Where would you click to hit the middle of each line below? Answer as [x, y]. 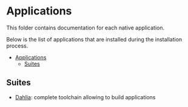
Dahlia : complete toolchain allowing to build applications [85, 97]
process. [17, 46]
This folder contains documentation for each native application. [86, 28]
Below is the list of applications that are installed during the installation [94, 39]
